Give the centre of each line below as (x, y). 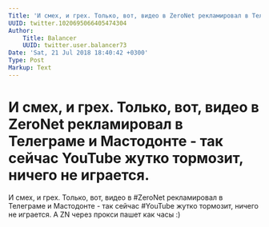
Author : (21, 30)
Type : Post (26, 61)
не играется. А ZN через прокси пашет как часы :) (94, 214)
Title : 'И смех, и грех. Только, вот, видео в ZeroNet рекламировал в (128, 16)
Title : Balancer (50, 38)
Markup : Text (30, 68)
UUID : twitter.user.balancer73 (75, 46)
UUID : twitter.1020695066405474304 (68, 23)
